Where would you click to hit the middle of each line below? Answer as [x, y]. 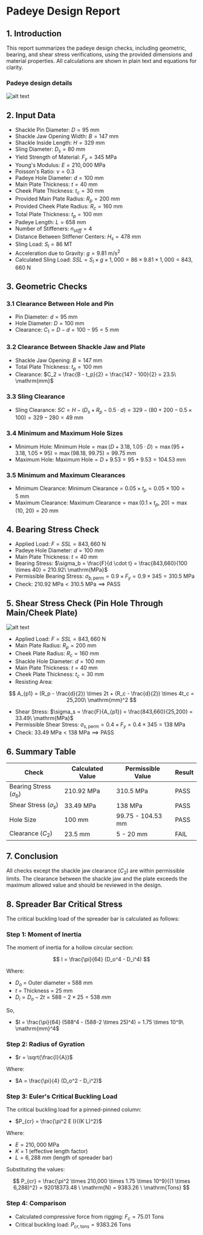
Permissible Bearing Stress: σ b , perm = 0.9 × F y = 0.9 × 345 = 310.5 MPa [105, 577]
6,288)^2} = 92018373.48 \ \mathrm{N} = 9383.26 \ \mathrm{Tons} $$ [101, 1188]
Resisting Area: [34, 682]
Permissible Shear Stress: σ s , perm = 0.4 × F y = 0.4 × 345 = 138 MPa [100, 725]
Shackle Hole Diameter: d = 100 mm [60, 661]
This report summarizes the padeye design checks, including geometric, [96, 48]
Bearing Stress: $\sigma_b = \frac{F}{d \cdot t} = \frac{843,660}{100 [101, 563]
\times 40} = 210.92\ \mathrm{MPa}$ [61, 570]
